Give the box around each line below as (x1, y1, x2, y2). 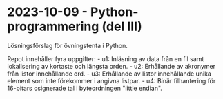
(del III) (101, 19, 143, 34)
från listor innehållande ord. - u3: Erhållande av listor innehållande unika (7, 69, 212, 78)
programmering (7, 19, 99, 34)
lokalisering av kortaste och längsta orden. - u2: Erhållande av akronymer (7, 62, 216, 70)
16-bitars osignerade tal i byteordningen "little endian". (7, 84, 162, 92)
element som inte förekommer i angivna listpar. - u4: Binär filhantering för (7, 76, 216, 85)
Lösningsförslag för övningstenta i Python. (7, 41, 128, 49)
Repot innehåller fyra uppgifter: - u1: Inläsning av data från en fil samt (7, 54, 204, 63)
